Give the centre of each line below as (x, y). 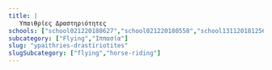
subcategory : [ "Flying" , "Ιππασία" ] (68, 38)
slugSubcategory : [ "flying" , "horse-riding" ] (85, 53)
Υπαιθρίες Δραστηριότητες (63, 23)
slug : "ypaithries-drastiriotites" (68, 46)
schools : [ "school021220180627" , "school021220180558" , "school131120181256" (139, 31)
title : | (23, 16)
